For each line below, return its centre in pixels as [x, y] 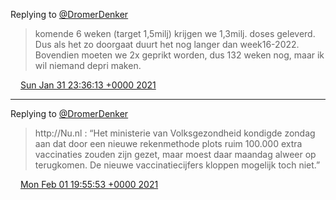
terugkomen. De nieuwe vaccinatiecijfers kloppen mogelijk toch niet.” [177, 165]
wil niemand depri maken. [88, 65]
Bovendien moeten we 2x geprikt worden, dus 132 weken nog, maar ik [179, 55]
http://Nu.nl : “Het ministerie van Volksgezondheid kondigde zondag [175, 133]
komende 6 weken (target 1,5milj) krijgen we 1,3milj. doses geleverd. [175, 33]
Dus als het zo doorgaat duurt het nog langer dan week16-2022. [167, 44]
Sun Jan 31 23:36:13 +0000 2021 [88, 85]
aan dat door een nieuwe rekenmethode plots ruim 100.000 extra [168, 143]
